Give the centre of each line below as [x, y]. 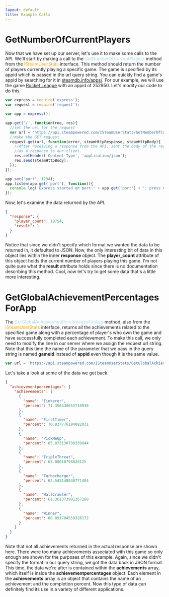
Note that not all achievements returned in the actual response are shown [81, 546]
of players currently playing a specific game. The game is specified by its [81, 70]
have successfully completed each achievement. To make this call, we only [83, 338]
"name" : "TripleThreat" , [49, 457]
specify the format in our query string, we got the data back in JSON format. [84, 562]
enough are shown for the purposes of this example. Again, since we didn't [83, 557]
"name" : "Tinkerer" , [45, 401]
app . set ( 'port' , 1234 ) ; [30, 179]
